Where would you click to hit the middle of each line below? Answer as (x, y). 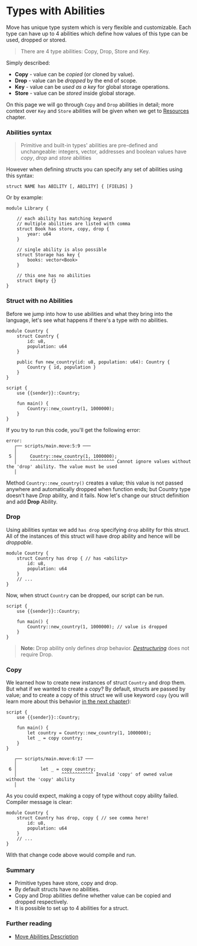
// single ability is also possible (62, 250)
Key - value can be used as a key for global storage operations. (92, 86)
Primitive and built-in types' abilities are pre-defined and (89, 146)
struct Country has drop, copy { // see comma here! (83, 818)
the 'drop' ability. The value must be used (62, 466)
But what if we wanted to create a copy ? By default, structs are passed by (96, 689)
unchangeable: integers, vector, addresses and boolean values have (104, 151)
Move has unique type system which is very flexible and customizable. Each (99, 27)
